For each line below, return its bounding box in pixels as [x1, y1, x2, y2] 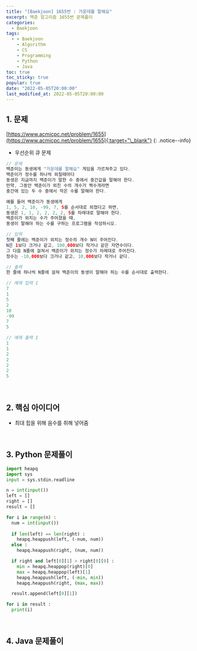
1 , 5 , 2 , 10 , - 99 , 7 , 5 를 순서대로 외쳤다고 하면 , [6, 204, 119, 210]
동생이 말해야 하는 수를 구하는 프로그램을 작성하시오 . [6, 221, 118, 227]
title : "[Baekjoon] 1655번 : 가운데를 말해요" [6, 8, 112, 15]
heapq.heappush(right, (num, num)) [16, 548, 104, 554]
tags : [6, 31, 19, 37]
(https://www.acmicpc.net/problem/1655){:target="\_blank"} [6, 136, 152, 144]
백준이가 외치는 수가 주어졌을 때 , [6, 215, 76, 222]
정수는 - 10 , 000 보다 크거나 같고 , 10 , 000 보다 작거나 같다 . [6, 253, 131, 259]
